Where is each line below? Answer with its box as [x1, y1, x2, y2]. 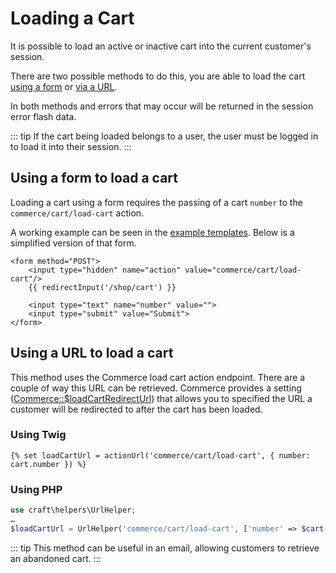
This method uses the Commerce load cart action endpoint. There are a [10, 371, 306, 383]
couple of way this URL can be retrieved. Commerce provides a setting [10, 382, 302, 394]
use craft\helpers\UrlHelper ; [10, 505, 137, 516]
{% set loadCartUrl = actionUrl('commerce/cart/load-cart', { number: [10, 450, 311, 461]
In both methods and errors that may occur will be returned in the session [10, 100, 314, 112]
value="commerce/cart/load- [184, 265, 302, 275]
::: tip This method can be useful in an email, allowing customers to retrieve [10, 542, 320, 554]
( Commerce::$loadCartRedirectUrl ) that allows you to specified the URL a [10, 392, 313, 404]
